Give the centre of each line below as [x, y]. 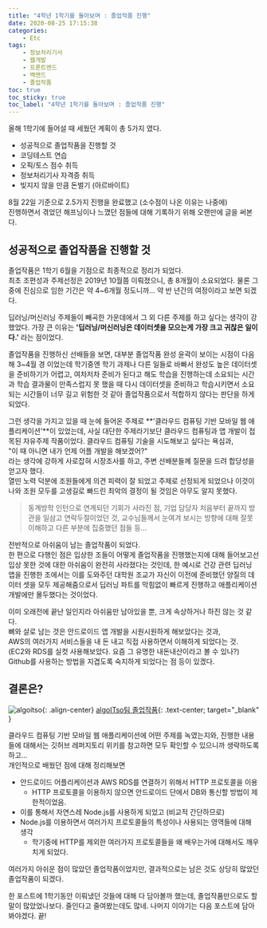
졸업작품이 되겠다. [36, 879]
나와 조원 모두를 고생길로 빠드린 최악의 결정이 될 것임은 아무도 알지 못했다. [123, 491]
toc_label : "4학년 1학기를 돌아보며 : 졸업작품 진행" [87, 105]
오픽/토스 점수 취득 [49, 165]
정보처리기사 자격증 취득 [57, 176]
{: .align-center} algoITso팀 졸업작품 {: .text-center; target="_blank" [151, 709]
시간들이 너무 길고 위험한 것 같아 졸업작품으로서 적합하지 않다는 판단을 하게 [139, 394]
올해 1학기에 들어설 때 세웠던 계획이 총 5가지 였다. [85, 128]
